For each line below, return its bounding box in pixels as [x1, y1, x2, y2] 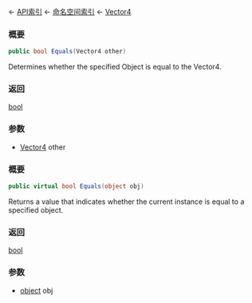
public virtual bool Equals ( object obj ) [8, 182, 145, 190]
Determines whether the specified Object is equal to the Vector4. [8, 62, 222, 72]
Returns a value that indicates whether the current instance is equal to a [8, 197, 245, 206]
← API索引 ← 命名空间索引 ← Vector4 [8, 7, 132, 16]
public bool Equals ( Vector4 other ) [8, 47, 127, 56]
